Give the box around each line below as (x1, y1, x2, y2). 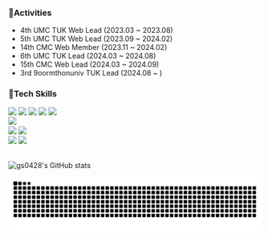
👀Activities (8, 7, 52, 18)
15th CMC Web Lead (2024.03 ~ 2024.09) (19, 59, 160, 69)
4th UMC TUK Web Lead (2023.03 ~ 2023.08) (19, 26, 174, 35)
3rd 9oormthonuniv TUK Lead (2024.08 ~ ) (19, 68, 163, 78)
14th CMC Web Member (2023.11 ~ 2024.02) (19, 43, 168, 52)
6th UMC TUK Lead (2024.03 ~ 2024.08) (19, 51, 156, 61)
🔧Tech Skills (8, 88, 58, 100)
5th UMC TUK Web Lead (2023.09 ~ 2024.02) (19, 34, 173, 43)
